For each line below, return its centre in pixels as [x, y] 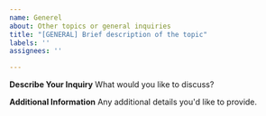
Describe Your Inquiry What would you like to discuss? [112, 85]
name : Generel [36, 18]
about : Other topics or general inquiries [90, 26]
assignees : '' [36, 51]
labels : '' [30, 43]
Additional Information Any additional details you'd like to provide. [133, 102]
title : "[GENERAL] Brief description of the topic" [108, 34]
